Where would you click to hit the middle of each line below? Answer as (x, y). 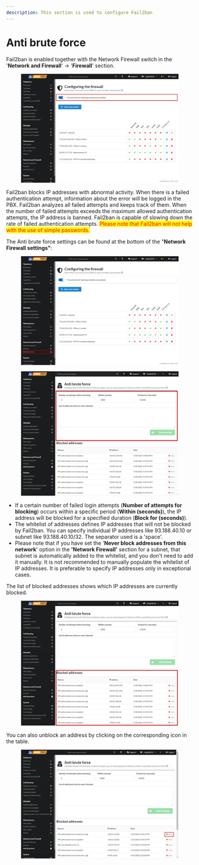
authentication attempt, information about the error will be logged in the (94, 198)
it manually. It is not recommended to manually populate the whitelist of (102, 562)
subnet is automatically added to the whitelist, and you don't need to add (104, 556)
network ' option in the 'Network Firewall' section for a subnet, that (97, 550)
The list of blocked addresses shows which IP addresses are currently (92, 586)
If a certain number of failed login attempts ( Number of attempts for (98, 506)
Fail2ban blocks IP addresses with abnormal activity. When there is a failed (98, 192)
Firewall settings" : (29, 248)
